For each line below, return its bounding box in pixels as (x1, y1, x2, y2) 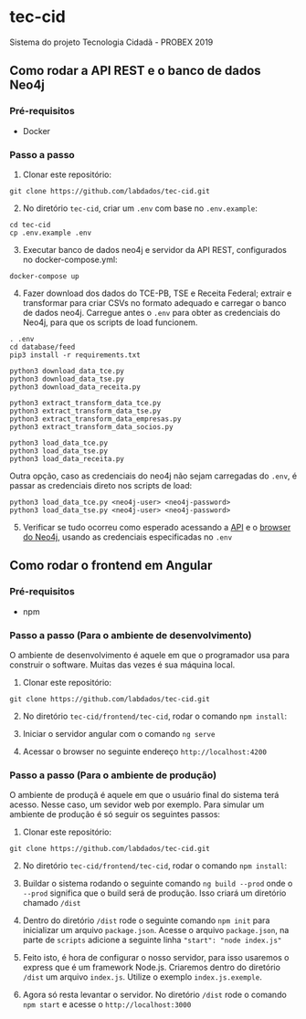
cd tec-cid (9, 220, 51, 229)
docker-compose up (9, 271, 79, 280)
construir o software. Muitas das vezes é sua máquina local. (9, 659, 236, 670)
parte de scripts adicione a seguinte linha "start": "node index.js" (22, 934, 282, 946)
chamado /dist (22, 898, 81, 909)
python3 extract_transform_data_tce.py (9, 398, 162, 407)
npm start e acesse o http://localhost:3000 (22, 999, 192, 1010)
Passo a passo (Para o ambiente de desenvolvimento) (9, 628, 252, 641)
